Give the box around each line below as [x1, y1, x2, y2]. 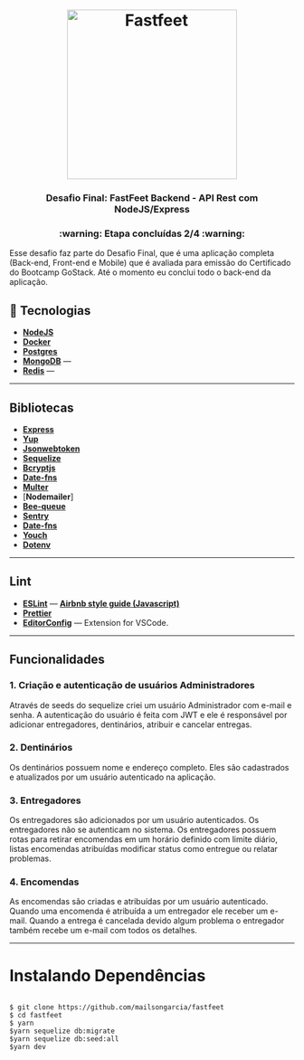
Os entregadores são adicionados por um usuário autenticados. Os [9, 815, 260, 826]
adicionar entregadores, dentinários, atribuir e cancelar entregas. [9, 719, 252, 730]
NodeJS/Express [114, 203, 190, 216]
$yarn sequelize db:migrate [9, 1027, 116, 1036]
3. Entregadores [9, 794, 81, 807]
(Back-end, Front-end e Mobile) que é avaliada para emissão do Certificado [9, 258, 291, 269]
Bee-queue [22, 501, 66, 512]
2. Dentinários [9, 742, 73, 754]
